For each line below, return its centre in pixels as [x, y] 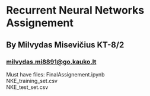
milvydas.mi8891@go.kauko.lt [51, 62]
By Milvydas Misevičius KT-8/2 [65, 45]
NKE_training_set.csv [32, 81]
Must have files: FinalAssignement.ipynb [55, 74]
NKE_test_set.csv [27, 87]
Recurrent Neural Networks [75, 10]
